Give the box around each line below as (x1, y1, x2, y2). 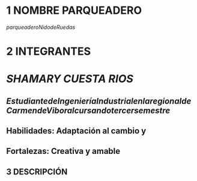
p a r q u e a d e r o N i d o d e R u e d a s (6, 23, 76, 31)
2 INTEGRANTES (6, 44, 91, 58)
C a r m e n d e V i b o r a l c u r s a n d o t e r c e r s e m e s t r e (6, 105, 171, 115)
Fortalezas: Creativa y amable (6, 146, 121, 156)
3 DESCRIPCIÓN (6, 167, 68, 177)
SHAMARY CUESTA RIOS (6, 72, 134, 86)
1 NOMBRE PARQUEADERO (6, 4, 142, 17)
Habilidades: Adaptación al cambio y (6, 126, 147, 136)
